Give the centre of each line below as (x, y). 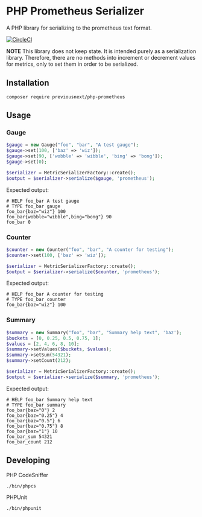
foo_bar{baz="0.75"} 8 (35, 426)
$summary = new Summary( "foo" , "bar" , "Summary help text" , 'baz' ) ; (94, 332)
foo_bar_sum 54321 (29, 436)
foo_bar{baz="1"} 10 (32, 431)
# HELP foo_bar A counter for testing (55, 294)
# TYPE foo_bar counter (36, 300)
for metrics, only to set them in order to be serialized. (72, 64)
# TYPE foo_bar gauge (33, 206)
